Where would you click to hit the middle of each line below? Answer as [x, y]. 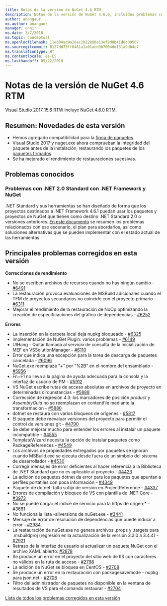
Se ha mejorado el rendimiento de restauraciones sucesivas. [74, 159]
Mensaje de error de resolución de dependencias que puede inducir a [84, 519]
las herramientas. [23, 237]
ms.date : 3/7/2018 [24, 33]
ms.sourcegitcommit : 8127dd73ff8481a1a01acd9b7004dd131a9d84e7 [72, 47]
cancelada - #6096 [32, 360]
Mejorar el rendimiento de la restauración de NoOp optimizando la [80, 309]
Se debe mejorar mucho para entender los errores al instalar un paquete [86, 429]
